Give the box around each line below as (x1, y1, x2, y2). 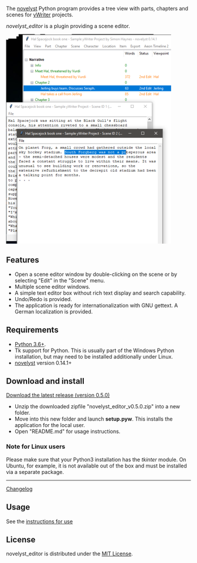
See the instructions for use (6, 518, 73, 525)
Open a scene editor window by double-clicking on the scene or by (14, 271, 178, 278)
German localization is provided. (14, 308, 93, 315)
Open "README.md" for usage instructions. (14, 428, 121, 435)
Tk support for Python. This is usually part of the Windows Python (14, 347, 175, 354)
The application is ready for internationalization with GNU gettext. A (14, 302, 178, 309)
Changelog (6, 485, 33, 492)
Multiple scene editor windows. (14, 283, 91, 290)
